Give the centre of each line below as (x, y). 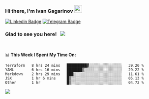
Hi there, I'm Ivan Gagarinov (39, 11)
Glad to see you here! (31, 34)
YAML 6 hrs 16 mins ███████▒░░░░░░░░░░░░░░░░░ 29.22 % (74, 70)
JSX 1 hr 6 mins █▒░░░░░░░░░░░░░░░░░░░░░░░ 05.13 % (74, 78)
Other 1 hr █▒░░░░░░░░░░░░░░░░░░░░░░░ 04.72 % (74, 82)
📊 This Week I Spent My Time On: (41, 55)
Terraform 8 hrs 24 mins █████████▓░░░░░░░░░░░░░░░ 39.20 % (74, 65)
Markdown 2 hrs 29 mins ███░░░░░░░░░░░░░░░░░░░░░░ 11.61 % (74, 74)
